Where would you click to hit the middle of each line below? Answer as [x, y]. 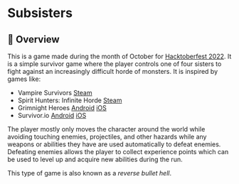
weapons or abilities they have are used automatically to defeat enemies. [114, 144]
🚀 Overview [33, 39]
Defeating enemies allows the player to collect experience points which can [118, 152]
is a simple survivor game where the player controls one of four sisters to [115, 64]
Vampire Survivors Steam [55, 93]
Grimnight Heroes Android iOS [62, 108]
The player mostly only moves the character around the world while [106, 129]
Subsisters [40, 13]
